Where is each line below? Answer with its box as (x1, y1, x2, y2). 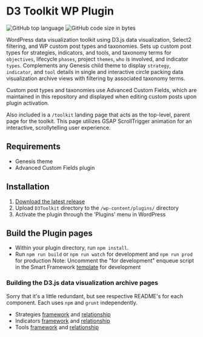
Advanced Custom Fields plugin (15, 164, 95, 171)
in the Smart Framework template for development (15, 264, 141, 271)
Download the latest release (15, 198, 85, 205)
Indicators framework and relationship (15, 317, 110, 324)
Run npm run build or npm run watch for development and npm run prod (15, 250, 193, 258)
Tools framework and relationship (15, 323, 99, 331)
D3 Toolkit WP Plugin (6, 4, 114, 18)
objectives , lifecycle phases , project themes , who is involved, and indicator (6, 55, 188, 62)
